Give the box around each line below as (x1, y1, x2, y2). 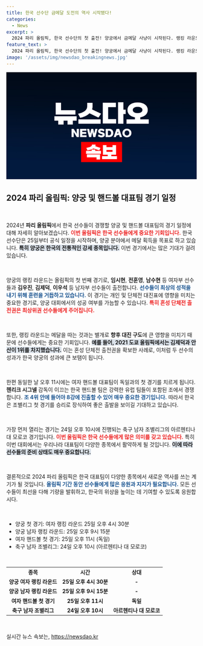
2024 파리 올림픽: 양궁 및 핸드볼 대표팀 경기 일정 (6, 192, 176, 203)
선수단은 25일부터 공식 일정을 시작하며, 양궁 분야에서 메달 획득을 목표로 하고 (6, 237, 185, 244)
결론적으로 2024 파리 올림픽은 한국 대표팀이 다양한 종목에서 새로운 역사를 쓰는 (6, 473, 190, 480)
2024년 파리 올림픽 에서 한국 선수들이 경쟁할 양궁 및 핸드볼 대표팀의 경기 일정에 (6, 221, 192, 229)
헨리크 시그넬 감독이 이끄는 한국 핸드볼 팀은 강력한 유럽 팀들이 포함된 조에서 (6, 386, 183, 393)
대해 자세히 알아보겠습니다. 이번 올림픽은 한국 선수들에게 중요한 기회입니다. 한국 (6, 229, 192, 237)
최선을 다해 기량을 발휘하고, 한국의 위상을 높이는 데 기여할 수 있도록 (22, 488, 180, 495)
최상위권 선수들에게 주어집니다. (22, 307, 95, 314)
